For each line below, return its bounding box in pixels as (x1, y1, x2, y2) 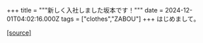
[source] (6, 28, 32, 37)
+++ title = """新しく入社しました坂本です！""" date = (6, 6, 164, 14)
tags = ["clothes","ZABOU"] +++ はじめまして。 (61, 15, 200, 23)
